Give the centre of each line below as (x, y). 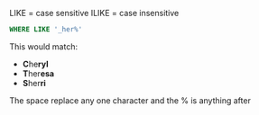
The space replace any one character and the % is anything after (130, 100)
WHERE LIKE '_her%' (46, 30)
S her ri (34, 83)
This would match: (44, 46)
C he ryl (35, 64)
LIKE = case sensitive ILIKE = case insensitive (94, 13)
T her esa (38, 73)
